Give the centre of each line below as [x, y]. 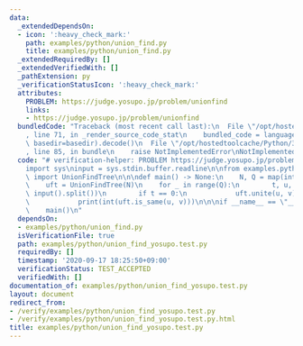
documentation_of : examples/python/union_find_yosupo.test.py [129, 286]
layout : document [42, 294]
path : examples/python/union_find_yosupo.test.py [112, 244]
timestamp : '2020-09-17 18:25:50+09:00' [94, 261]
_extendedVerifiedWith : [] [68, 68]
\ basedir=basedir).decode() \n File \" [102, 143]
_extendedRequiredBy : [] [64, 59]
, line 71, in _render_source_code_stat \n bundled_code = [142, 135]
